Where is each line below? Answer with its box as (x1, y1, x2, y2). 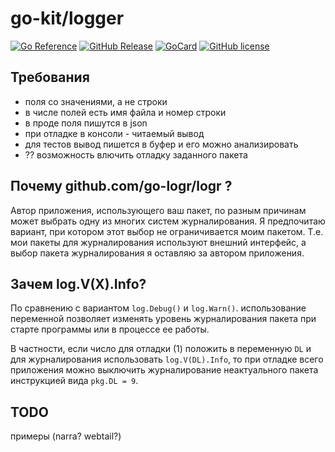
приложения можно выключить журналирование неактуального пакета (10, 364, 319, 376)
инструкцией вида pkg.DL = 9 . (10, 375, 139, 387)
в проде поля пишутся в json (24, 117, 148, 129)
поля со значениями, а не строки (24, 95, 168, 107)
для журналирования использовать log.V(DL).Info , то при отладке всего (10, 353, 324, 366)
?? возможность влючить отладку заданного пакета (24, 148, 248, 161)
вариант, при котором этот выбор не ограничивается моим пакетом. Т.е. (10, 225, 324, 237)
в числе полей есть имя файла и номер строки (24, 106, 227, 118)
